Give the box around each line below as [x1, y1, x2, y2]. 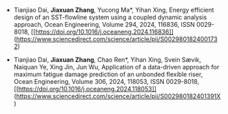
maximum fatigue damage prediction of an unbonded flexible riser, [13, 70, 203, 78]
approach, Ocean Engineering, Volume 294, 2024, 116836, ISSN [13, 21, 195, 28]
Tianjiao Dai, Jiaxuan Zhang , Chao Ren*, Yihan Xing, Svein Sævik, [13, 56, 202, 64]
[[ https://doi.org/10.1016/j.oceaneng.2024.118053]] [13, 85, 157, 93]
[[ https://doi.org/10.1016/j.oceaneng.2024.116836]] [30, 27, 174, 36]
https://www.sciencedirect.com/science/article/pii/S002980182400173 [16, 35, 218, 43]
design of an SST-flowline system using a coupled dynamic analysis [13, 13, 207, 21]
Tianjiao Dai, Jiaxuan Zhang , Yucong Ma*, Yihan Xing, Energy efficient [13, 6, 215, 14]
